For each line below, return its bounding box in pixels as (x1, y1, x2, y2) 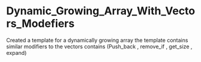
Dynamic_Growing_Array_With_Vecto (6, 4, 196, 18)
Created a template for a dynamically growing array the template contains (6, 36, 188, 44)
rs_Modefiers (6, 17, 75, 30)
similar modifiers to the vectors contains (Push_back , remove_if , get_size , (6, 43, 193, 50)
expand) (6, 49, 27, 56)
